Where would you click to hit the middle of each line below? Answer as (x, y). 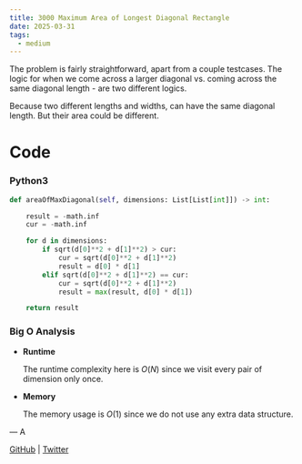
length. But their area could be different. (84, 116)
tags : (20, 35)
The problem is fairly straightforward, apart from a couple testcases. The (146, 69)
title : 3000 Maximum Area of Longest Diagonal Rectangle (120, 18)
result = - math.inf (63, 216)
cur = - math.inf (57, 225)
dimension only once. (63, 378)
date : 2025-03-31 (42, 26)
